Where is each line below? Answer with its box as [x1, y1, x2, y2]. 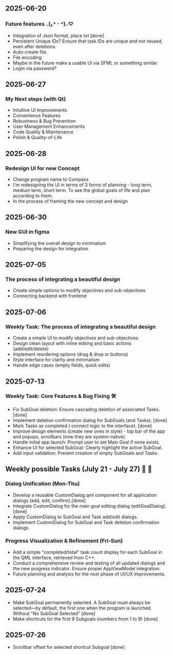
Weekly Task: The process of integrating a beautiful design [5, 323, 156, 330]
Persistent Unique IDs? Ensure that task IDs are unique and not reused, [12, 38, 163, 44]
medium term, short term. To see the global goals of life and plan [12, 187, 150, 194]
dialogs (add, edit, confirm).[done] [12, 497, 86, 504]
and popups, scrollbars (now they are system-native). [12, 433, 127, 439]
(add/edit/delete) [12, 346, 49, 352]
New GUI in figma [5, 228, 50, 236]
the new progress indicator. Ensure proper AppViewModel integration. [12, 565, 161, 571]
